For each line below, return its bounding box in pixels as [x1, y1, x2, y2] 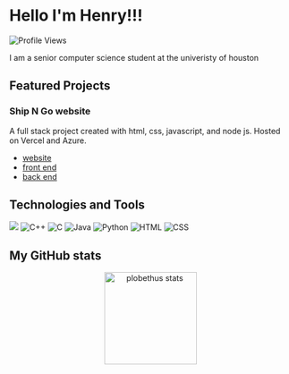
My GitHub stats [9, 248, 102, 263]
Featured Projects [9, 78, 111, 94]
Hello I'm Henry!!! [9, 5, 143, 26]
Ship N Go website [9, 105, 91, 117]
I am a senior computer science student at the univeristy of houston [9, 52, 259, 63]
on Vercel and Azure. [9, 135, 87, 146]
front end [21, 162, 57, 173]
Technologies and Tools [9, 198, 146, 213]
